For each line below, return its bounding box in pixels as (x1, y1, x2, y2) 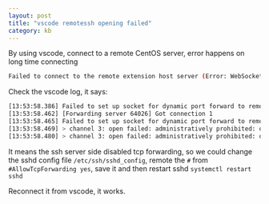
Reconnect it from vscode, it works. (8, 186, 126, 196)
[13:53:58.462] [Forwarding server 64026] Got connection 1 (8, 110, 214, 118)
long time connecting (8, 57, 78, 66)
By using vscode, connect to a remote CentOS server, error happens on (8, 49, 245, 58)
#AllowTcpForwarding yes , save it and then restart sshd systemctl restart (8, 163, 252, 173)
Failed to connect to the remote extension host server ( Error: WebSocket (8, 73, 263, 81)
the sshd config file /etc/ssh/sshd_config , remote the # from (8, 155, 208, 165)
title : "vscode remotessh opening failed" (8, 19, 152, 27)
